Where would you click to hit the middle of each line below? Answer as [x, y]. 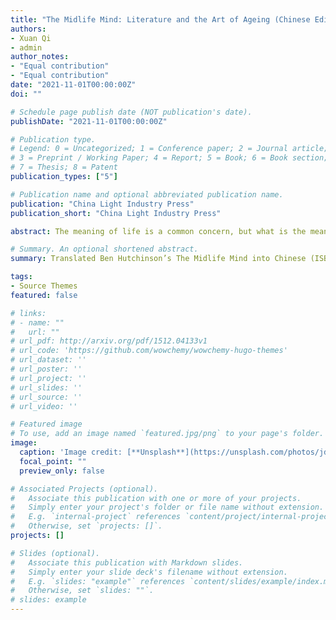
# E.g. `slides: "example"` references [98, 581]
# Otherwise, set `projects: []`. [86, 526]
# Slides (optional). [55, 553]
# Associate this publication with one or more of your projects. [156, 498]
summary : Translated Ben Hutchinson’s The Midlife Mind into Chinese [158, 259]
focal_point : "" [53, 461]
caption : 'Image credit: [71, 452]
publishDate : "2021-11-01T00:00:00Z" [89, 121]
